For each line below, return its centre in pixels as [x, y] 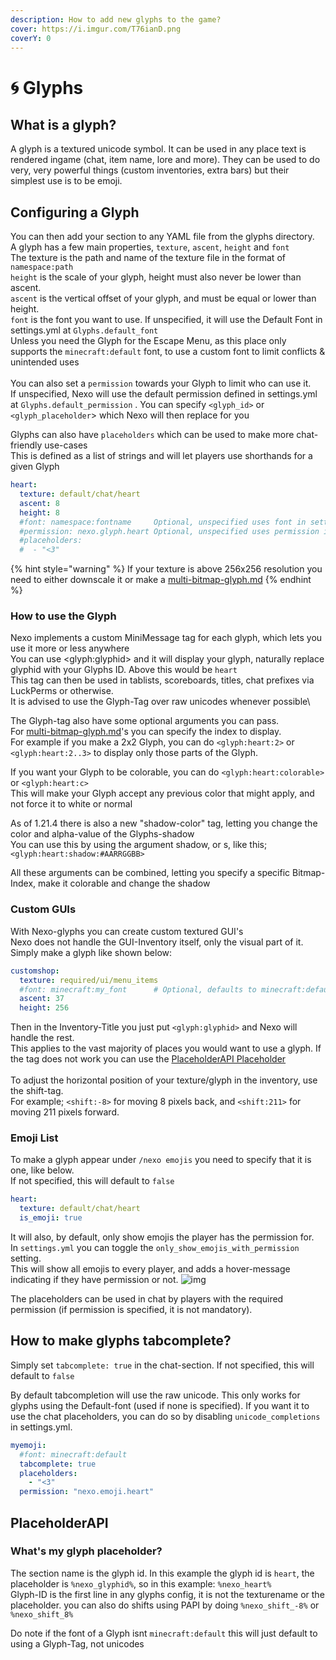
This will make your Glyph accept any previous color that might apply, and [162, 793]
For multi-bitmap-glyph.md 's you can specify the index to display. [146, 732]
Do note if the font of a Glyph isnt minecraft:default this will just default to [164, 1633]
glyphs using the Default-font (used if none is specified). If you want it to [160, 1405]
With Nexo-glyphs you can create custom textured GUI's [127, 931]
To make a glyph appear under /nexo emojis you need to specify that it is [161, 1160]
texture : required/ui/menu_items [89, 980]
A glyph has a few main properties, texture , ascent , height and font [150, 247]
